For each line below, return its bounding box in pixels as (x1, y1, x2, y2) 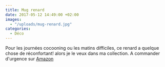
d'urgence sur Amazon (5, 56, 54, 61)
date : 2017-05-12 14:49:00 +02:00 (5, 12, 79, 17)
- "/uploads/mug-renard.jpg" (10, 21, 72, 27)
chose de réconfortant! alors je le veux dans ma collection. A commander (5, 50, 160, 56)
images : (5, 17, 22, 22)
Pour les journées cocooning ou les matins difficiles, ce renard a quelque (5, 45, 159, 51)
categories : (5, 26, 31, 31)
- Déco (10, 31, 24, 36)
